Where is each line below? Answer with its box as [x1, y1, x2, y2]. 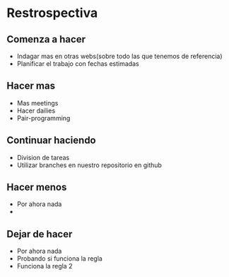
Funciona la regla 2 [16, 262, 73, 271]
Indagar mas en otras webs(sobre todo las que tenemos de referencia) [16, 52, 223, 60]
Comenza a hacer [6, 33, 86, 45]
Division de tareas [16, 153, 70, 162]
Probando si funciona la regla [16, 254, 103, 263]
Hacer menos [6, 181, 67, 193]
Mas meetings [16, 98, 59, 107]
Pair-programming [16, 113, 71, 122]
